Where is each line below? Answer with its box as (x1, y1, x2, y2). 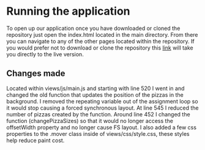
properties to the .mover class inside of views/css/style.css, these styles (6, 130, 190, 137)
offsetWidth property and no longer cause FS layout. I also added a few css (6, 124, 197, 131)
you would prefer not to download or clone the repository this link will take (6, 44, 194, 51)
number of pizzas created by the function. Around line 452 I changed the (6, 110, 191, 118)
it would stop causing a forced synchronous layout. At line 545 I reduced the (6, 104, 199, 111)
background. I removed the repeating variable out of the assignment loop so (6, 97, 198, 105)
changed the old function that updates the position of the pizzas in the (6, 91, 184, 99)
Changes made (6, 69, 65, 79)
